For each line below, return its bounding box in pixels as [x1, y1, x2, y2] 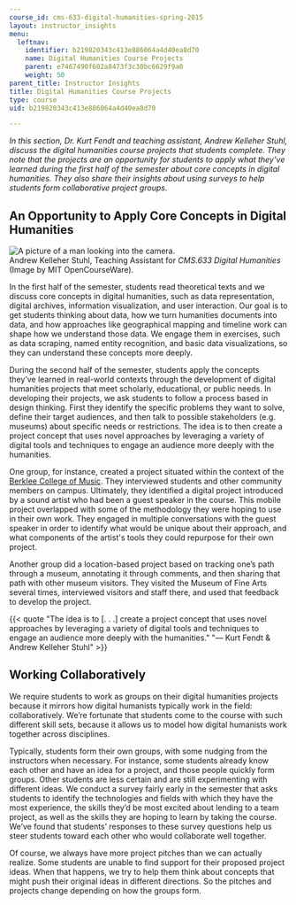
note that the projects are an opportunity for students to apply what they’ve [9, 154, 285, 165]
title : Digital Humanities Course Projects [9, 87, 172, 96]
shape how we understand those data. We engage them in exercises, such [9, 329, 281, 339]
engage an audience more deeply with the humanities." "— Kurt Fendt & [9, 632, 271, 643]
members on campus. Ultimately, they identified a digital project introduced [9, 485, 284, 496]
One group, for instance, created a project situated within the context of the [9, 467, 285, 477]
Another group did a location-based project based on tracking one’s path [9, 559, 275, 569]
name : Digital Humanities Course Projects [25, 54, 184, 63]
